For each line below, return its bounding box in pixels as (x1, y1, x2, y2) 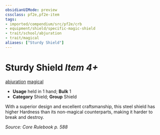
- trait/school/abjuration (5, 31, 62, 36)
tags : (5, 17, 17, 22)
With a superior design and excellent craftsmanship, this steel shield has (5, 103, 155, 109)
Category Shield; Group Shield (12, 94, 77, 100)
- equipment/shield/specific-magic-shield (5, 26, 96, 31)
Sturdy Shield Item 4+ (5, 61, 99, 73)
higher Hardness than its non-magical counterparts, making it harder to (5, 109, 153, 115)
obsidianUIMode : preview (5, 7, 57, 13)
